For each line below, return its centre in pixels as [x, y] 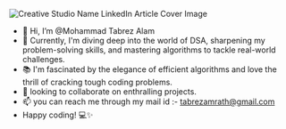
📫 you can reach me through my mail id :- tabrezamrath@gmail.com [148, 101]
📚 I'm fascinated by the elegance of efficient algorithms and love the [149, 69]
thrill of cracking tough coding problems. [97, 82]
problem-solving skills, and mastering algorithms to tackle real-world [149, 50]
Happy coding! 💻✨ [58, 115]
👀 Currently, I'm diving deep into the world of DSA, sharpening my [143, 40]
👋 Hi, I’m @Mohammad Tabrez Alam [88, 31]
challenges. [43, 59]
